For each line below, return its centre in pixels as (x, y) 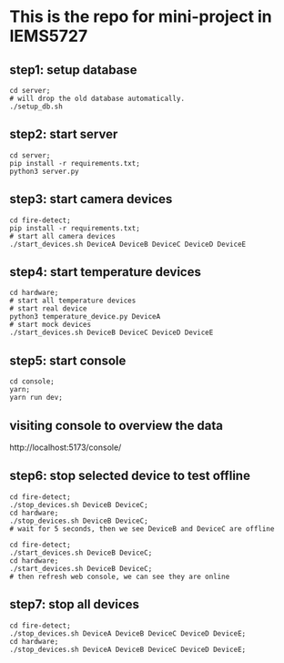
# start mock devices (51, 325)
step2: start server (64, 134)
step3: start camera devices (91, 199)
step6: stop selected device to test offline (130, 476)
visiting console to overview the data (117, 425)
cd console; (32, 382)
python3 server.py (44, 171)
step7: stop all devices (74, 604)
